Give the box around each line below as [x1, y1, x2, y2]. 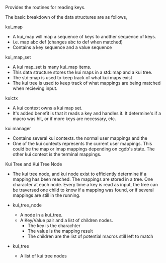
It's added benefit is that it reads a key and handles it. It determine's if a [12, 111, 161, 116]
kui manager [5, 126, 31, 131]
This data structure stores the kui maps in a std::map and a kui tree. [12, 69, 152, 75]
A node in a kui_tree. [20, 212, 63, 218]
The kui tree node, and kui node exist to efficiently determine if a [12, 171, 147, 177]
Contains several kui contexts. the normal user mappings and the [12, 135, 147, 141]
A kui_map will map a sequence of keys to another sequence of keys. [12, 34, 156, 39]
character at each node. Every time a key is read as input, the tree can [12, 182, 158, 187]
